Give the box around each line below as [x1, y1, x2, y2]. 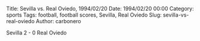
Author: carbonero [35, 18, 82, 24]
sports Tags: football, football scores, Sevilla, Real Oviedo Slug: [6, 11, 162, 18]
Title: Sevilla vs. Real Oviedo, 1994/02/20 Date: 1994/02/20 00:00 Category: [6, 5, 194, 12]
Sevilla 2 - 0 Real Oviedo [6, 29, 67, 36]
